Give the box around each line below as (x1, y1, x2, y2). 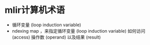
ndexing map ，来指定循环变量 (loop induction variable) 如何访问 (11, 28, 145, 34)
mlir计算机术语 (4, 4, 65, 16)
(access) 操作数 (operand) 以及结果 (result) (11, 34, 101, 40)
